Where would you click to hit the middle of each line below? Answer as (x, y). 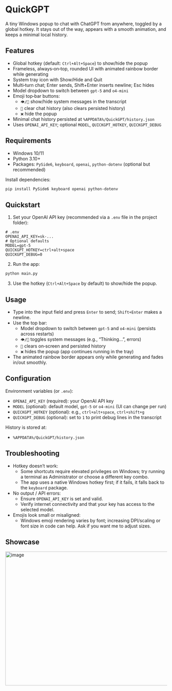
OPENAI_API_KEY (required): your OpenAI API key (63, 401)
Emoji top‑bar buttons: (36, 96)
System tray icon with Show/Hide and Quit (58, 79)
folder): (21, 223)
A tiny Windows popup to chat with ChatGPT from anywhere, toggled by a (83, 24)
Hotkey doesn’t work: (35, 466)
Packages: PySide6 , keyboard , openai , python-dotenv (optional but (81, 164)
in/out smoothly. (30, 362)
